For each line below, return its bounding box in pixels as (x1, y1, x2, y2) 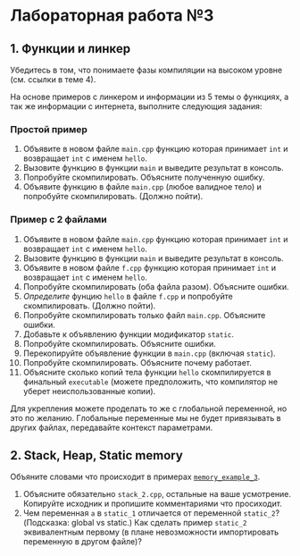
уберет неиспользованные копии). (22, 385, 156, 396)
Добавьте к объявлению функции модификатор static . (22, 328, 235, 340)
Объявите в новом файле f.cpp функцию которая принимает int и (22, 262, 277, 273)
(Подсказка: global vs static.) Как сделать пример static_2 (22, 518, 247, 528)
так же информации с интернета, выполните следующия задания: (10, 101, 262, 112)
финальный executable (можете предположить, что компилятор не (22, 376, 279, 387)
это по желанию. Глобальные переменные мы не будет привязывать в (10, 412, 281, 423)
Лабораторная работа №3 (10, 5, 214, 26)
